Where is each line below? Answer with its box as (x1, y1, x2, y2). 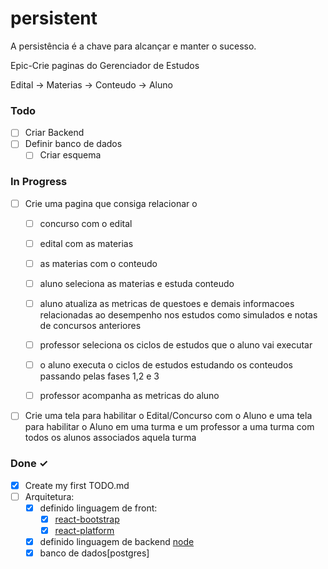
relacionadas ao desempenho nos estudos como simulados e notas (39, 309, 318, 321)
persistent (10, 7, 98, 30)
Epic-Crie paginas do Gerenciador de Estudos (10, 59, 200, 71)
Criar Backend (24, 127, 85, 139)
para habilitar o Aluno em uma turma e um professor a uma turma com (24, 421, 315, 433)
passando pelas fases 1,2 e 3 (39, 370, 160, 382)
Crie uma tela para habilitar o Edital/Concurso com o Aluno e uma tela (24, 410, 313, 422)
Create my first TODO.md (24, 479, 130, 491)
